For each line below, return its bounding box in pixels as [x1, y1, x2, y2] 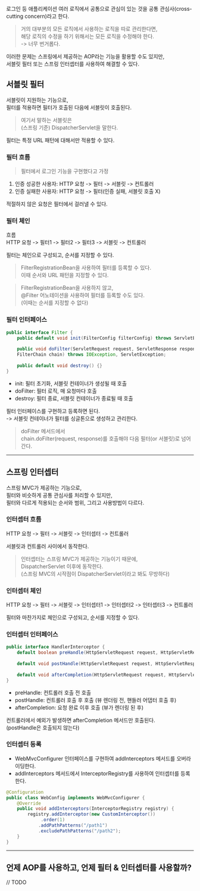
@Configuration [6, 789, 44, 795]
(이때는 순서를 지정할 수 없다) [20, 299, 89, 306]
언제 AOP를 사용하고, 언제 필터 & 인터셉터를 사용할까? [6, 862, 192, 873]
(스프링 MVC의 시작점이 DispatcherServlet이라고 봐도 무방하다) [20, 570, 170, 577]
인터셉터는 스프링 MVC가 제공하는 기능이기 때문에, [20, 555, 138, 562]
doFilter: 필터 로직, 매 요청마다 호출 [14, 387, 97, 395]
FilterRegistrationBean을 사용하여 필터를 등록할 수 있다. [20, 264, 152, 271]
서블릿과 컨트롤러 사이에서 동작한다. [6, 542, 89, 549]
